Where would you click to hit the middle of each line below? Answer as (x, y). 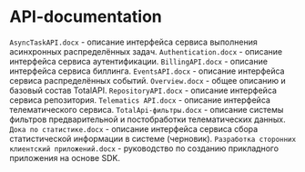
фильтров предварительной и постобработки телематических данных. (147, 119)
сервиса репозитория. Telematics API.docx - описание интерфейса (140, 100)
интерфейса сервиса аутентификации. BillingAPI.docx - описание (139, 61)
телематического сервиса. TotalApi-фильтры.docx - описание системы (147, 109)
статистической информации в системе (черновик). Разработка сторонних (153, 138)
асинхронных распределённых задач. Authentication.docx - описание (146, 51)
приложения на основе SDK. (65, 157)
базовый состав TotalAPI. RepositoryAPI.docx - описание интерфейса (143, 90)
